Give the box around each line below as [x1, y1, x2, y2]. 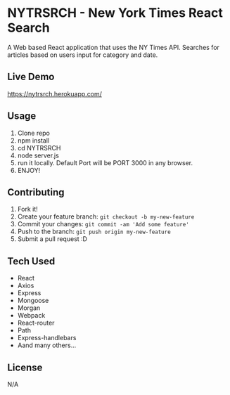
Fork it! [17, 205, 39, 214]
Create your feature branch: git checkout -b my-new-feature [17, 212, 195, 221]
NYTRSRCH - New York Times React [7, 5, 224, 21]
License [7, 361, 43, 373]
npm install [17, 136, 50, 145]
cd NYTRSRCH [17, 143, 61, 152]
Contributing [7, 186, 65, 198]
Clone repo [17, 129, 51, 137]
